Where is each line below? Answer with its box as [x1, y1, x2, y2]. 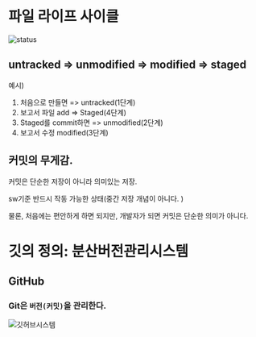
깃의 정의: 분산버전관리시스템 [8, 242, 189, 260]
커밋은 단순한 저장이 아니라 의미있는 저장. [8, 177, 138, 186]
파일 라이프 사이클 [8, 7, 119, 26]
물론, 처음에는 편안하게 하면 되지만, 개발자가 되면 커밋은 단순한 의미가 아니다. [8, 210, 249, 220]
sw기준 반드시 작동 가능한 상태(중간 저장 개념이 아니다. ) [8, 193, 184, 203]
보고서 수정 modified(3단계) [19, 127, 109, 137]
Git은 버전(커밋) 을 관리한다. [8, 300, 107, 311]
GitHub [8, 275, 45, 289]
